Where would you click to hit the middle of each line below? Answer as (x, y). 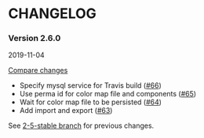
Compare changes (38, 71)
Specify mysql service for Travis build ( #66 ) (91, 85)
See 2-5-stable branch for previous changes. (81, 125)
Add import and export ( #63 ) (66, 111)
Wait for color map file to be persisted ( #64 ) (91, 102)
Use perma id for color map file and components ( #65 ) (108, 94)
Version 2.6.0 (35, 38)
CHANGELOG (52, 14)
